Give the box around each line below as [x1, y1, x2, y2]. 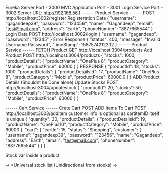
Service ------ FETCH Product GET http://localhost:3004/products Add [5, 47, 152, 53]
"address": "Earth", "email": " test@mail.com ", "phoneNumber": [5, 137, 136, 143]
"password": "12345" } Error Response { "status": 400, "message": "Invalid [5, 36, 161, 42]
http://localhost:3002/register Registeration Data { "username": [5, 15, 136, 21]
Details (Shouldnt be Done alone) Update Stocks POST [5, 79, 119, 85]
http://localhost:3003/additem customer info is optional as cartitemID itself [5, 110, 160, 117]
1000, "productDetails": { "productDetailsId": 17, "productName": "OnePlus [5, 69, 159, 75]
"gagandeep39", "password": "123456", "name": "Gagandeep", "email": [5, 20, 154, 26]
